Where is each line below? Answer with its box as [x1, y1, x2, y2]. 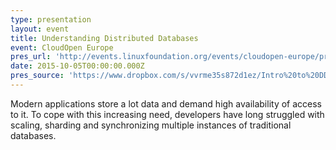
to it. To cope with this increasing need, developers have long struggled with [10, 108, 325, 120]
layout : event [10, 24, 70, 34]
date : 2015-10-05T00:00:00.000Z [10, 61, 145, 71]
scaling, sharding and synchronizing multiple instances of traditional [10, 119, 292, 131]
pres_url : [10, 52, 52, 62]
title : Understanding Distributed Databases [10, 33, 199, 43]
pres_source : [10, 71, 65, 81]
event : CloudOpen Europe [10, 42, 114, 53]
